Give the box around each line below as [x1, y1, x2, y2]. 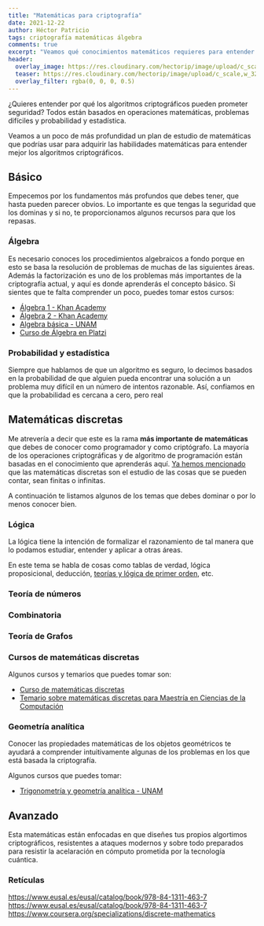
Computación [19, 702, 64, 711]
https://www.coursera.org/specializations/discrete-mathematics [8, 909, 216, 919]
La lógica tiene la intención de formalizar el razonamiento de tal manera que [8, 537, 254, 547]
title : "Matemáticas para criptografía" [8, 11, 143, 20]
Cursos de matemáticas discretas [8, 651, 140, 662]
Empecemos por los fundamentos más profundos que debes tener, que [8, 191, 240, 201]
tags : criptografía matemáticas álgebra [8, 33, 143, 42]
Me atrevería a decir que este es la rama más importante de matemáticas [8, 433, 249, 443]
